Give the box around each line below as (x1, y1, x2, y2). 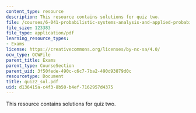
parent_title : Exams (6, 57, 57, 63)
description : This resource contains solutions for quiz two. (6, 14, 160, 20)
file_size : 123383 (6, 24, 51, 31)
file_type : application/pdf (6, 30, 75, 36)
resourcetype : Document (6, 73, 64, 79)
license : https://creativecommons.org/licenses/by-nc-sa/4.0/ (6, 47, 160, 52)
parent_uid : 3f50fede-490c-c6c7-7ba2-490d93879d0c (6, 68, 132, 74)
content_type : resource (6, 8, 64, 15)
